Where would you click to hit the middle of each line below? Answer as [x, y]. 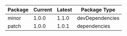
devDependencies [98, 18]
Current [43, 10]
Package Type [98, 10]
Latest [64, 10]
